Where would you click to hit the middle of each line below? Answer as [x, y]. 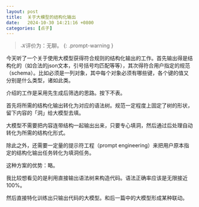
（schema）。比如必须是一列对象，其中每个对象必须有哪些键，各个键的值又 [97, 73]
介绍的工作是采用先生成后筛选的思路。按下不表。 [66, 93]
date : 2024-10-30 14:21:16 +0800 [50, 22]
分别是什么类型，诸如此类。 [40, 80]
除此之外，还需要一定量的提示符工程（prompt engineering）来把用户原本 [95, 145]
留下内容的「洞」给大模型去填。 [45, 113]
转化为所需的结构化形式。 [37, 133]
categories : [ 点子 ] [29, 28]
